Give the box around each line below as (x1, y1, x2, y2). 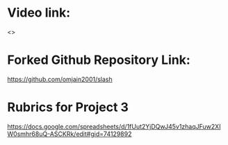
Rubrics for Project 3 (7, 99, 129, 115)
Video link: (7, 5, 71, 21)
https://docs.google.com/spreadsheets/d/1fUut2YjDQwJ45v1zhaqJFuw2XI (7, 122, 221, 130)
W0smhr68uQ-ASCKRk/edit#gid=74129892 (7, 130, 132, 138)
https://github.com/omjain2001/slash (7, 75, 113, 83)
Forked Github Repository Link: (7, 52, 191, 68)
